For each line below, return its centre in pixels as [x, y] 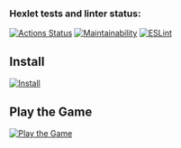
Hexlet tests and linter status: [75, 14]
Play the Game [51, 111]
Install [27, 61]
